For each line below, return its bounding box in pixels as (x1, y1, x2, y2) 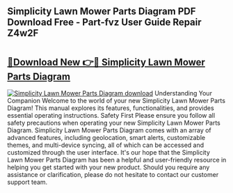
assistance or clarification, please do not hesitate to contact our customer (7, 171, 219, 178)
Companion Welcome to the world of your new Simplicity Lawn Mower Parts (7, 97, 226, 105)
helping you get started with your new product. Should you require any (7, 163, 210, 171)
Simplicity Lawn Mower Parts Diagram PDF (7, 6, 196, 17)
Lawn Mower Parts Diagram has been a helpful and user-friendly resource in (7, 156, 227, 164)
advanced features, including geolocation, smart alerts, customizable (7, 134, 206, 141)
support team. (7, 178, 48, 186)
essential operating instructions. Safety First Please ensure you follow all (7, 111, 216, 119)
